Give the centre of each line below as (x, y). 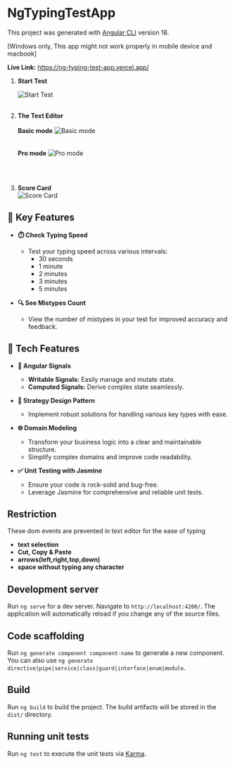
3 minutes (53, 281)
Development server (53, 589)
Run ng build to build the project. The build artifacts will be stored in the (112, 707)
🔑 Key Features (41, 217)
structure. (42, 449)
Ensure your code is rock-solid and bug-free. (93, 485)
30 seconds (56, 259)
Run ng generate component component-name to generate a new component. (116, 653)
